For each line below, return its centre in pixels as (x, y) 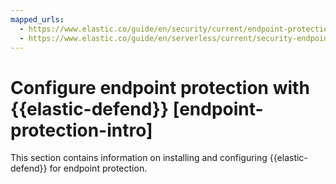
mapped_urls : (37, 19)
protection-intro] (81, 130)
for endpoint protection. (98, 168)
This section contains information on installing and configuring (139, 158)
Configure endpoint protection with (160, 87)
